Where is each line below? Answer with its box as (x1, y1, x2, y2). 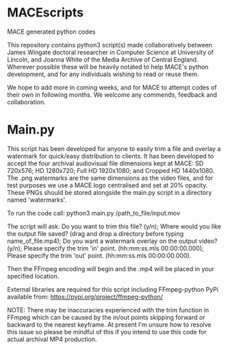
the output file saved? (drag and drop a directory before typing (7, 229, 184, 237)
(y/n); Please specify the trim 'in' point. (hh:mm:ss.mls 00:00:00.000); (7, 244, 204, 252)
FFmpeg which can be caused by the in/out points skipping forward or (7, 313, 205, 321)
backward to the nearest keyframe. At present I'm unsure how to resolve (7, 320, 212, 329)
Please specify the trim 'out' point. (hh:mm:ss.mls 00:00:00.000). (7, 251, 192, 259)
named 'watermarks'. (7, 196, 67, 204)
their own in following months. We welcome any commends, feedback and (7, 91, 218, 99)
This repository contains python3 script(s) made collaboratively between (7, 40, 212, 49)
